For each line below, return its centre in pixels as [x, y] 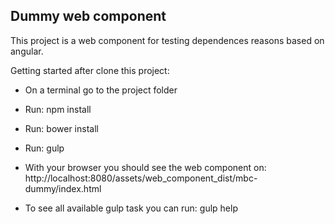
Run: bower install [61, 128]
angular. [27, 51]
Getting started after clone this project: [90, 70]
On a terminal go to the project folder [101, 90]
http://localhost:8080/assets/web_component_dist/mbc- [141, 178]
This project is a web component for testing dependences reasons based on [167, 40]
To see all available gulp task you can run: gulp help [131, 208]
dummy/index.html [63, 188]
